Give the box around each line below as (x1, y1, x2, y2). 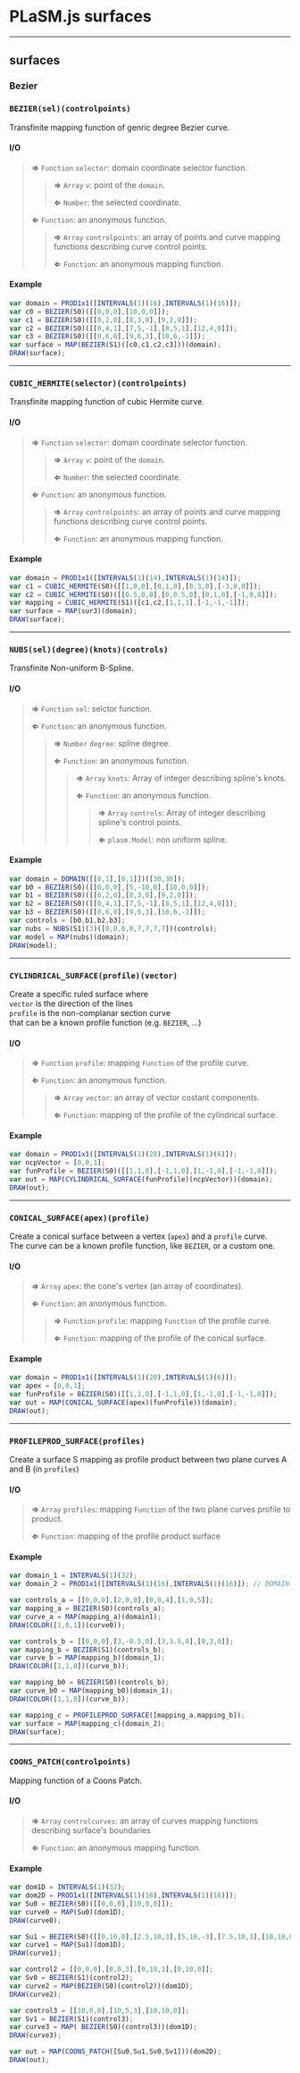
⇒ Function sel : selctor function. (30, 703, 153, 713)
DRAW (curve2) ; (9, 1990, 62, 1999)
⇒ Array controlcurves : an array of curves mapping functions (30, 1815, 259, 1826)
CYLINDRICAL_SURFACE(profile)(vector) (9, 970, 179, 981)
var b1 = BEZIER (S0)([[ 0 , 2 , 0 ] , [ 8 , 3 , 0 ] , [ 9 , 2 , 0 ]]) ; (9, 891, 198, 900)
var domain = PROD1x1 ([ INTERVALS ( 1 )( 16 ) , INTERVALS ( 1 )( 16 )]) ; (9, 298, 242, 308)
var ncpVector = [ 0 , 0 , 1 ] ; (9, 1158, 105, 1167)
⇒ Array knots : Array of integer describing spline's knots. (75, 772, 287, 783)
